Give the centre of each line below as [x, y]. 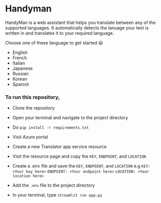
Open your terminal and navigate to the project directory [70, 118]
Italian [19, 63]
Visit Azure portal [30, 137]
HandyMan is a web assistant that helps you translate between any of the [80, 22]
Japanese [23, 68]
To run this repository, [33, 97]
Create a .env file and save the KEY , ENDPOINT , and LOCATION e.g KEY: [81, 166]
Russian [20, 73]
